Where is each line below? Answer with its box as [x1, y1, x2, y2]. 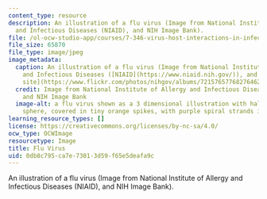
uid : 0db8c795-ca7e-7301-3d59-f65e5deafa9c [8, 151, 155, 159]
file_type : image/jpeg [8, 48, 83, 56]
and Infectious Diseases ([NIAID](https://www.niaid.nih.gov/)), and [22, 71, 258, 78]
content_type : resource [8, 11, 87, 20]
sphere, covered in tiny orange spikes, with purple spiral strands [22, 108, 254, 116]
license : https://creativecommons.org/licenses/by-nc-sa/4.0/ [8, 122, 219, 130]
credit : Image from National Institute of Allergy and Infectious [15, 85, 240, 94]
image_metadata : [8, 56, 62, 64]
